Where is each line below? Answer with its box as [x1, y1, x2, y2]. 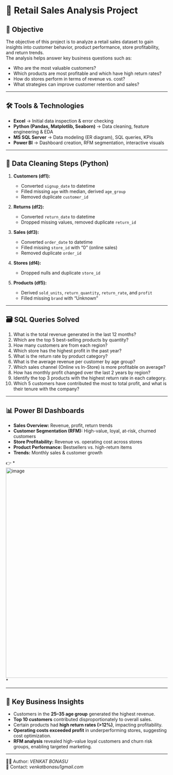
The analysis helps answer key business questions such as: [6, 55, 132, 61]
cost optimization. [13, 733, 51, 739]
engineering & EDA [13, 128, 53, 135]
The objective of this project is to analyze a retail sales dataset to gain [6, 38, 153, 45]
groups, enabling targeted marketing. [13, 744, 92, 750]
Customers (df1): [13, 173, 51, 179]
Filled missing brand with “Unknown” [21, 295, 99, 301]
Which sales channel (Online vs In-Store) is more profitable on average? [13, 364, 166, 370]
